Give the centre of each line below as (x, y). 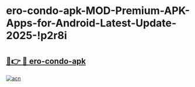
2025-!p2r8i (36, 36)
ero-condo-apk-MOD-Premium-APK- (98, 11)
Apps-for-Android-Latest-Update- (91, 23)
